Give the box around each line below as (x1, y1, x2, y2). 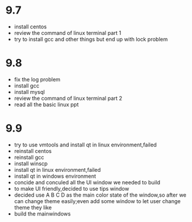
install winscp (14, 160, 48, 167)
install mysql (14, 88, 45, 95)
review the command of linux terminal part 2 (14, 94, 123, 102)
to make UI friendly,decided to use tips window (14, 185, 130, 192)
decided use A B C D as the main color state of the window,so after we (14, 191, 187, 198)
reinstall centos (14, 147, 52, 154)
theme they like (14, 204, 52, 211)
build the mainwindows (14, 210, 71, 217)
